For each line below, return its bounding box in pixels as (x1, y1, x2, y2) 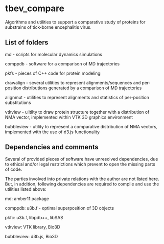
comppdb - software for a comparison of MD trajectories (5, 61, 120, 66)
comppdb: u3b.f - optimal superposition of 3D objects (5, 205, 114, 211)
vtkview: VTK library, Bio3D (5, 224, 60, 230)
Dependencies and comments (5, 143, 99, 151)
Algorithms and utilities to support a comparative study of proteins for (5, 19, 146, 25)
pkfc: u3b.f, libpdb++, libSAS (5, 214, 64, 220)
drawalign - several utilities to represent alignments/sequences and (5, 80, 141, 85)
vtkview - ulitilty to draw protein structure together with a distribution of (5, 109, 150, 115)
